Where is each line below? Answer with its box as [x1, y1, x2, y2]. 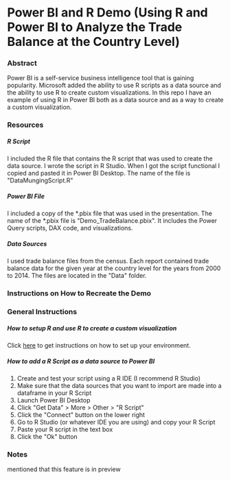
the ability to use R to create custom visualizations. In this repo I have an [7, 88, 211, 97]
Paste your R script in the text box [16, 425, 113, 433]
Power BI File [7, 192, 45, 200]
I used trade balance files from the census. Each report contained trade [7, 257, 209, 265]
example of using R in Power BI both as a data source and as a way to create [7, 96, 224, 104]
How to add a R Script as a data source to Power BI [7, 357, 155, 365]
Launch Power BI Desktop [16, 396, 91, 405]
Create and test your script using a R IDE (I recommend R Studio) [16, 374, 201, 383]
